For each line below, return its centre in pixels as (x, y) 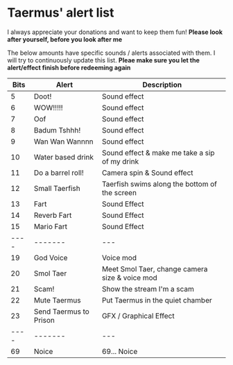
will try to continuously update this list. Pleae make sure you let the (103, 60)
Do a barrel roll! (59, 173)
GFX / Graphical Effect (138, 316)
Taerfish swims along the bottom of (159, 184)
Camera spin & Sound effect (147, 173)
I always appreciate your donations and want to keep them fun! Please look (115, 32)
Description (162, 85)
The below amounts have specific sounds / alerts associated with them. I (111, 53)
